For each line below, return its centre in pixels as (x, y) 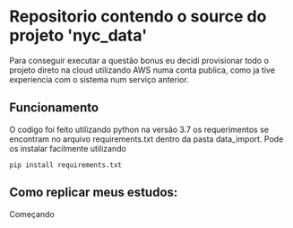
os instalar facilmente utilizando (68, 148)
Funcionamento (54, 108)
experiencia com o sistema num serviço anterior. (99, 79)
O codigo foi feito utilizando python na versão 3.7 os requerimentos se (139, 129)
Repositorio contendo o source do (138, 17)
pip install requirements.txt (66, 165)
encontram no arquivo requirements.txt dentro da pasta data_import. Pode (146, 139)
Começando (32, 214)
